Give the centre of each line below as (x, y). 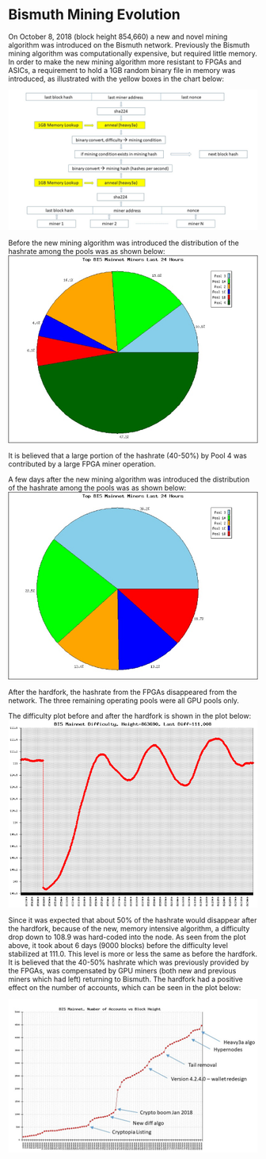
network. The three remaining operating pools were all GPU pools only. (124, 700)
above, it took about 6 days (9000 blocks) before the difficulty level (118, 946)
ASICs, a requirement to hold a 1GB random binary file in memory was (122, 70)
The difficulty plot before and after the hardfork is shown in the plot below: (130, 716)
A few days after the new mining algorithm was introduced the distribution (129, 480)
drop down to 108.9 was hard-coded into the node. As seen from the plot (127, 937)
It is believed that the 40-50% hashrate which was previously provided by (129, 962)
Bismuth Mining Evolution (94, 15)
